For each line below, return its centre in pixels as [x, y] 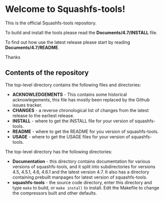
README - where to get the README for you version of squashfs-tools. [85, 131]
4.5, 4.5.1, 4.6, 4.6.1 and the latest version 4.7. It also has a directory [81, 172]
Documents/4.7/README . [32, 47]
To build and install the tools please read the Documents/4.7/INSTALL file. [81, 32]
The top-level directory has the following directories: [59, 151]
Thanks [13, 57]
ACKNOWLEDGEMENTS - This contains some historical [70, 94]
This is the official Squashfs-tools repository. [51, 23]
